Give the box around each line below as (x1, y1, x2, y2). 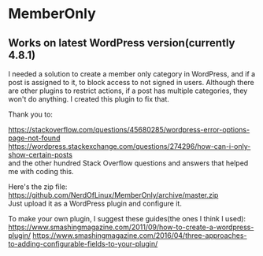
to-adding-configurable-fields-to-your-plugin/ (8, 239, 158, 248)
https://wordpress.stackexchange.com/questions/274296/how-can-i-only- (8, 142, 251, 150)
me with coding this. (8, 167, 74, 176)
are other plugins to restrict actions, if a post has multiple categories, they (8, 86, 248, 95)
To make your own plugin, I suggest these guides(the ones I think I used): (8, 214, 246, 223)
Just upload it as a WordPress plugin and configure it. (8, 198, 183, 208)
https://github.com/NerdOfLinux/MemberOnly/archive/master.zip (8, 191, 219, 199)
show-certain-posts (8, 150, 73, 159)
